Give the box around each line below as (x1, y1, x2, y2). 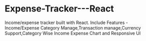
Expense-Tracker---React (4, 3, 114, 14)
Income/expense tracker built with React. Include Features (4, 19, 125, 25)
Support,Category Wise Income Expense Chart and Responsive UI (4, 30, 141, 36)
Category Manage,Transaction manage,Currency (40, 24, 141, 30)
